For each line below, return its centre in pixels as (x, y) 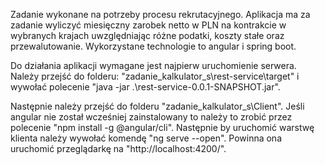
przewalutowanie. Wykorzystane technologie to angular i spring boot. (153, 46)
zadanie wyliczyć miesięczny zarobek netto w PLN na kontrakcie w (148, 25)
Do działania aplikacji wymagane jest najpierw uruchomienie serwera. (153, 65)
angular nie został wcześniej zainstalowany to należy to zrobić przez (151, 117)
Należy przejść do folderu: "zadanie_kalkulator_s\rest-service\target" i (155, 76)
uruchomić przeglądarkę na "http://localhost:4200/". (118, 148)
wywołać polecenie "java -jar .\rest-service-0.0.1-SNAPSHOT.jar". (145, 87)
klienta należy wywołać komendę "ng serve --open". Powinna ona (146, 138)
